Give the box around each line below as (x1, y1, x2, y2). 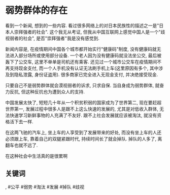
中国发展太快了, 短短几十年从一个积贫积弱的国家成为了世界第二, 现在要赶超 (5, 99, 161, 105)
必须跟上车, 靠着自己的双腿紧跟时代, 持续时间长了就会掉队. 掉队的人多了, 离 (5, 135, 162, 142)
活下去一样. (9, 118, 34, 125)
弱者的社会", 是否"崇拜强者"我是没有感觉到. (9, 35, 100, 41)
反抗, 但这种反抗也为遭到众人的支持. (9, 89, 85, 95)
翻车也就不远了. (5, 142, 38, 148)
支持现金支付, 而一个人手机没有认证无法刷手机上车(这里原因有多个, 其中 (9, 65, 159, 71)
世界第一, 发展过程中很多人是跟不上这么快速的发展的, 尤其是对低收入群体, (5, 105, 158, 112)
